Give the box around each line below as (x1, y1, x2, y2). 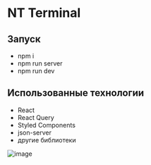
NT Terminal (7, 5, 81, 21)
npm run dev (17, 67, 55, 75)
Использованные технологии (7, 87, 145, 99)
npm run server (17, 59, 63, 68)
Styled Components (17, 121, 76, 129)
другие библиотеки (17, 135, 76, 144)
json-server (17, 128, 52, 137)
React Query (17, 113, 54, 121)
